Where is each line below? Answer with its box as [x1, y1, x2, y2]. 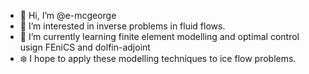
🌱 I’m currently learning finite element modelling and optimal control [19, 31, 300, 42]
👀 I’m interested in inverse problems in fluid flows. [19, 20, 226, 32]
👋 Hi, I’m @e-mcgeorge [19, 10, 117, 21]
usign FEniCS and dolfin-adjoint [19, 41, 151, 53]
